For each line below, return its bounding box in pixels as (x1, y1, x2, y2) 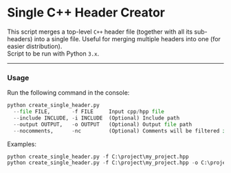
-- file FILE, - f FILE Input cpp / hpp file (13, 108, 165, 115)
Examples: (7, 139, 36, 148)
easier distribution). (7, 42, 63, 50)
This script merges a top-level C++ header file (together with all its (7, 27, 193, 36)
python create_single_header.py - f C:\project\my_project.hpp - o (7, 159, 198, 166)
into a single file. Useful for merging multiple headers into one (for (34, 34, 221, 43)
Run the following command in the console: (7, 89, 130, 97)
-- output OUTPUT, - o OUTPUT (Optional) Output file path (13, 121, 192, 128)
